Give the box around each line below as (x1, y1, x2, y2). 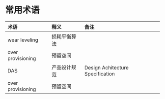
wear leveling (7, 36, 38, 43)
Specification (84, 70, 115, 77)
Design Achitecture (84, 64, 129, 71)
